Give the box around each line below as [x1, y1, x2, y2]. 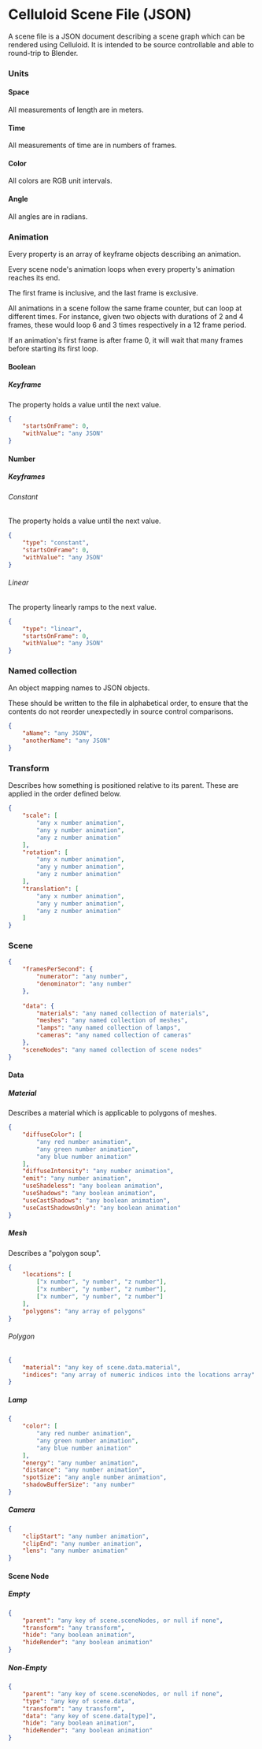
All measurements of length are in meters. [8, 105, 144, 115]
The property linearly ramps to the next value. [8, 602, 157, 611]
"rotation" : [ [22, 849, 68, 856]
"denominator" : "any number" [36, 980, 132, 988]
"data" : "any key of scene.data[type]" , [22, 1712, 157, 1720]
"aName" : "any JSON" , [22, 730, 93, 737]
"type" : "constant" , [22, 539, 90, 547]
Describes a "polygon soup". [8, 1248, 101, 1257]
